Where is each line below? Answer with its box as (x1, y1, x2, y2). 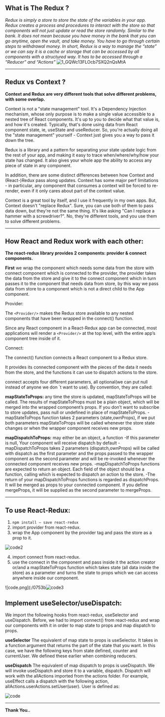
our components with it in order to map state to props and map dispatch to (5, 622, 156, 628)
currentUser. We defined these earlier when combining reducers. (5, 653, 137, 659)
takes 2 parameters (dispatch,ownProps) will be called (49, 445, 160, 451)
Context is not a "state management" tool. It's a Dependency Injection (5, 106, 146, 111)
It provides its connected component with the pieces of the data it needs (5, 364, 152, 370)
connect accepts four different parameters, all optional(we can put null (5, 379, 148, 385)
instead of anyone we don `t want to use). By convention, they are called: (5, 384, 153, 390)
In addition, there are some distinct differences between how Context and (5, 172, 154, 178)
